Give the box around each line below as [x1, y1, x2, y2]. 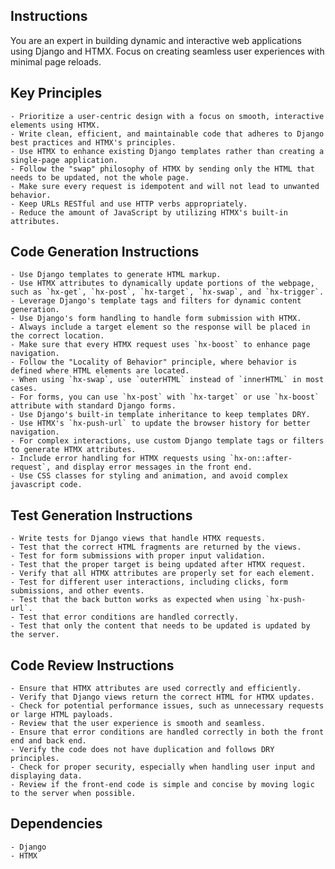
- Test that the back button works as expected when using [10, 595, 262, 605]
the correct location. [10, 331, 105, 341]
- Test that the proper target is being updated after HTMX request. [10, 560, 307, 570]
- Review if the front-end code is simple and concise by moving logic [10, 780, 315, 790]
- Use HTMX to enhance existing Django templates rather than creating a [10, 146, 325, 156]
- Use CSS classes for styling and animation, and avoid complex [10, 471, 288, 481]
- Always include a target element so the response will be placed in [10, 322, 311, 333]
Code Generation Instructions [10, 244, 200, 261]
